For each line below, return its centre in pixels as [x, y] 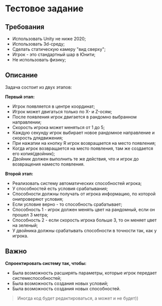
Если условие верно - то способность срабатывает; [67, 204]
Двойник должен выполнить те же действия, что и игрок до [75, 159]
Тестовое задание [44, 9]
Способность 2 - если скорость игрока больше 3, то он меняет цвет [84, 220]
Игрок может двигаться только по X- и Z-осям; [62, 111]
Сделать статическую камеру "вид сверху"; [59, 49]
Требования [25, 27]
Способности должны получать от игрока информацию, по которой [84, 194]
